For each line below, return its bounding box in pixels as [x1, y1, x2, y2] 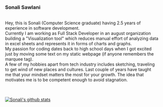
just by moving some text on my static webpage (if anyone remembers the [5, 51, 154, 57]
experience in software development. [5, 25, 80, 31]
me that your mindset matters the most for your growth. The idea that [5, 72, 144, 78]
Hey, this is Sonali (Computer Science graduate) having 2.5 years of [5, 20, 141, 26]
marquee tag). [5, 56, 34, 62]
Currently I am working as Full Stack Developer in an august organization [5, 31, 151, 36]
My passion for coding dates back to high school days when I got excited [5, 46, 152, 52]
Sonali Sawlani [5, 4, 40, 11]
